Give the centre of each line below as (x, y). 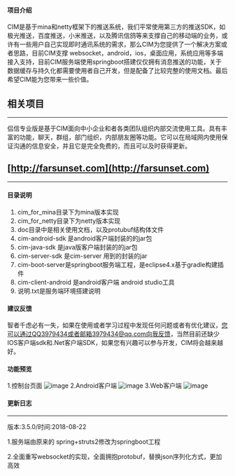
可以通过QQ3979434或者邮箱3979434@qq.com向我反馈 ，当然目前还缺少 (114, 334)
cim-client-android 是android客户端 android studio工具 (96, 283)
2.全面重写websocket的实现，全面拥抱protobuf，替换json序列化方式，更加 (115, 456)
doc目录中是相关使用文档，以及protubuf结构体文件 (91, 230)
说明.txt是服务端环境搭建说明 (59, 291)
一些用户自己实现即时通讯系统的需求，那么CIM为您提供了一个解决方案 (120, 44)
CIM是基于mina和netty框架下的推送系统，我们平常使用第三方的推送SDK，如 (116, 27)
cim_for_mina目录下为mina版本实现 (68, 212)
